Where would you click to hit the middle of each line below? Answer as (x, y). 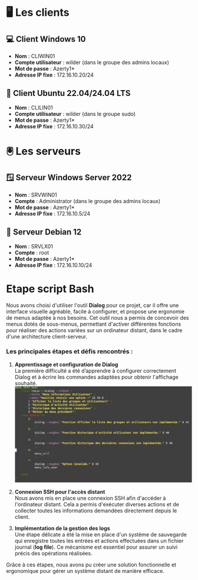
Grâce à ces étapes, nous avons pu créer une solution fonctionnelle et (91, 565)
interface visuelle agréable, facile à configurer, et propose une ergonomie (95, 311)
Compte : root (32, 253)
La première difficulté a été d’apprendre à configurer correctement (95, 370)
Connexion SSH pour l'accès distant (60, 492)
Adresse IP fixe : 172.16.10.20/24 (54, 75)
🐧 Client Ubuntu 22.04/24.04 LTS (68, 93)
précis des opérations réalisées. (53, 553)
